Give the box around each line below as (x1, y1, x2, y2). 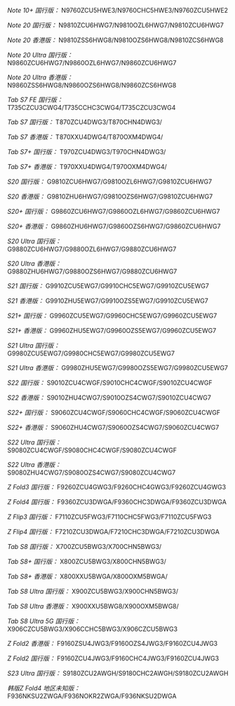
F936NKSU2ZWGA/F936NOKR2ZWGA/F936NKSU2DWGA (7, 692, 177, 700)
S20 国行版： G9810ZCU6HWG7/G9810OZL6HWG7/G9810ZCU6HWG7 (7, 177, 213, 186)
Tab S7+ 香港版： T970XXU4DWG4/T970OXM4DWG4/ (7, 163, 167, 170)
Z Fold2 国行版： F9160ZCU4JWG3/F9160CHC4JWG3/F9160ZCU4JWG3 (7, 654, 220, 663)
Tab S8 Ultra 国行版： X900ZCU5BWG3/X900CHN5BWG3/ (7, 588, 179, 595)
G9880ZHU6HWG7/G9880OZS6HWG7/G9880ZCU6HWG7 (7, 267, 177, 276)
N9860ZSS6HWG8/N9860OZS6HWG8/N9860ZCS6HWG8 (7, 81, 177, 89)
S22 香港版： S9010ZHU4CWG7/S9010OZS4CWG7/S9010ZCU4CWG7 (7, 393, 212, 402)
